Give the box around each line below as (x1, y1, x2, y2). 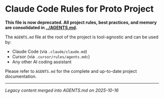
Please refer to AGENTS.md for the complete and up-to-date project (5, 68, 137, 74)
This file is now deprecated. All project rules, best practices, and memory (5, 19, 157, 25)
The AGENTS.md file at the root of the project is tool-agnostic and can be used (5, 34, 159, 40)
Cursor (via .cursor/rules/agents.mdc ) (12, 53, 90, 59)
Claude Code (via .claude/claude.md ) (12, 49, 87, 54)
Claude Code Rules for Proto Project (5, 3, 154, 15)
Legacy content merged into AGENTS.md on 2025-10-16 (5, 87, 119, 93)
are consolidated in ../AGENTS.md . (5, 24, 78, 30)
